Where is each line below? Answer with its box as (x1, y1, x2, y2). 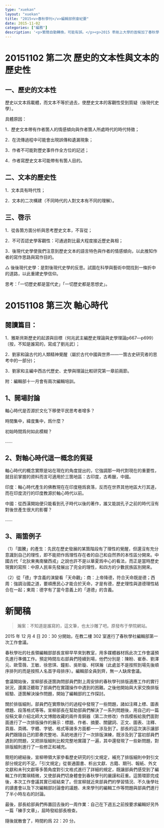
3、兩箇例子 (5, 532, 41, 540)
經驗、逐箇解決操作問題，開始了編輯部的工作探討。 (5, 691, 108, 696)
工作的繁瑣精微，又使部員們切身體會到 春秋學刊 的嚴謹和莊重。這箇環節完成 (9, 773, 159, 778)
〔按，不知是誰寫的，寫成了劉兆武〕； (5, 341, 80, 347)
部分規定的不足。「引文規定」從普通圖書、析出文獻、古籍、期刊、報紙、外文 (5, 761, 157, 766)
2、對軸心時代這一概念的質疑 (5, 453, 93, 462)
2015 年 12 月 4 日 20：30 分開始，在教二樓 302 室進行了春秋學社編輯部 (5, 633, 150, 639)
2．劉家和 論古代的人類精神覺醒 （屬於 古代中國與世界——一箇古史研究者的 (5, 351, 153, 357)
